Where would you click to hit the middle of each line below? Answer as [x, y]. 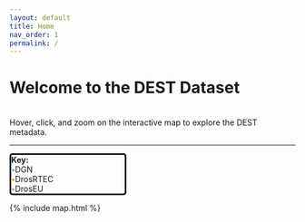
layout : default [40, 18]
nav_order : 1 [34, 34]
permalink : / [34, 43]
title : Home [32, 26]
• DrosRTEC [33, 179]
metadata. [28, 132]
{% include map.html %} [55, 208]
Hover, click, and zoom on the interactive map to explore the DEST [133, 122]
